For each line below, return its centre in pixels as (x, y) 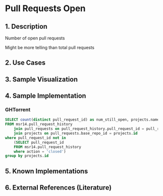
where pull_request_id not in (36, 138)
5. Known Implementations (47, 171)
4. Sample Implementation (46, 96)
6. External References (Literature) (58, 188)
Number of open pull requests (35, 38)
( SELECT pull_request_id (39, 142)
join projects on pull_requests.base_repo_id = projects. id (76, 134)
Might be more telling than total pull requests (50, 47)
